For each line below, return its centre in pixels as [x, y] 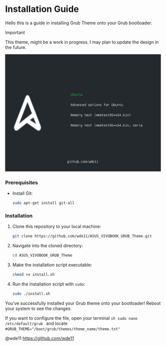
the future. [16, 47]
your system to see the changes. [38, 308]
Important [15, 32]
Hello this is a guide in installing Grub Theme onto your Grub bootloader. [79, 23]
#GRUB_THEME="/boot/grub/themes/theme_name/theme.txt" [63, 329]
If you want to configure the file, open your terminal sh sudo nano [71, 318]
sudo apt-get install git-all [43, 203]
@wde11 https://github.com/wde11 [40, 338]
